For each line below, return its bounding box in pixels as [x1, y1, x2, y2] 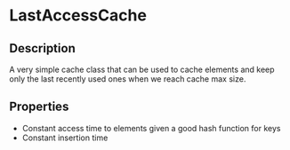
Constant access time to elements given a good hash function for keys [21, 122, 281, 133]
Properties [9, 99, 69, 114]
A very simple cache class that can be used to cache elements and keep [9, 64, 275, 75]
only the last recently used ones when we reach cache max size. [9, 74, 246, 84]
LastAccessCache [9, 5, 147, 26]
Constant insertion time [21, 132, 109, 143]
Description [9, 41, 76, 56]
